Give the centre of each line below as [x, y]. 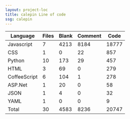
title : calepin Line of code [35, 14]
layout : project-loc [27, 10]
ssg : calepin [19, 19]
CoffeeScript [23, 77]
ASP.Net [17, 85]
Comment [89, 36]
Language [22, 36]
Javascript [20, 44]
